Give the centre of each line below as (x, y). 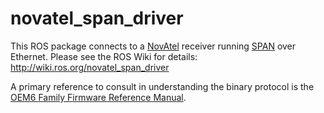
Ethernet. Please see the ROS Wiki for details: (104, 56)
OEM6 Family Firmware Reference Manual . (98, 97)
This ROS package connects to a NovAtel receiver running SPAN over (153, 46)
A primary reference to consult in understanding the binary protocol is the (162, 86)
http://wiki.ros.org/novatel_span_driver (90, 67)
